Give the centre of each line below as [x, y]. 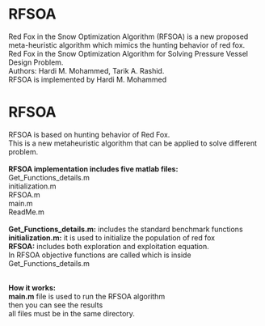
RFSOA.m [24, 194]
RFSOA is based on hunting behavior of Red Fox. [89, 134]
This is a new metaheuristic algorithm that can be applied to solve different [132, 143]
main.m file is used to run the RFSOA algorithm [87, 296]
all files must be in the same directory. [72, 313]
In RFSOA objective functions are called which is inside [100, 255]
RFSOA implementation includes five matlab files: [93, 169]
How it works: [32, 287]
